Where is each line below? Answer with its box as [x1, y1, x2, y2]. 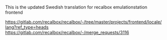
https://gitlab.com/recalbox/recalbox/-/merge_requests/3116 [5, 30, 130, 35]
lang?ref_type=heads [5, 24, 49, 30]
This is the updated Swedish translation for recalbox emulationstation [5, 4, 148, 10]
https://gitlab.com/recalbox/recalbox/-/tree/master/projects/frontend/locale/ [5, 19, 162, 25]
